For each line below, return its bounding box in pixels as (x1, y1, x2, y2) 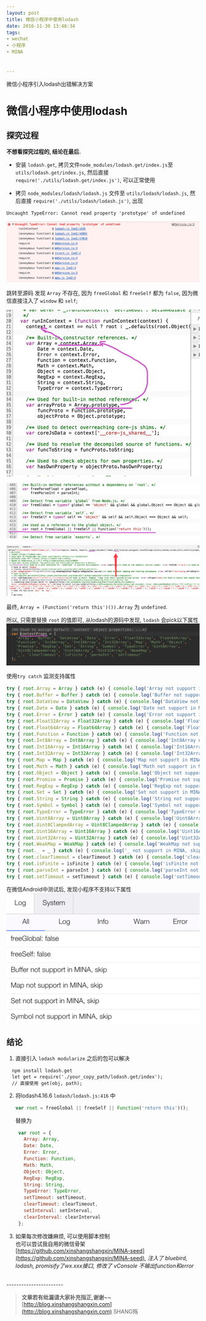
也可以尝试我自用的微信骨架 (15, 1240, 86, 1247)
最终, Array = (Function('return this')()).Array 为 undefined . (6, 603, 167, 610)
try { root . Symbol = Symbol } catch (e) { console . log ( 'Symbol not (6, 802, 183, 808)
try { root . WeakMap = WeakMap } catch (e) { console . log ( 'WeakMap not (6, 841, 191, 848)
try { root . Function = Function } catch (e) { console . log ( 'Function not (6, 731, 199, 737)
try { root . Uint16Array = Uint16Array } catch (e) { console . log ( (6, 828, 180, 834)
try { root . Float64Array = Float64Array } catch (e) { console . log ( (6, 724, 185, 731)
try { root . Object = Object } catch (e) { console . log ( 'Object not (6, 770, 183, 776)
